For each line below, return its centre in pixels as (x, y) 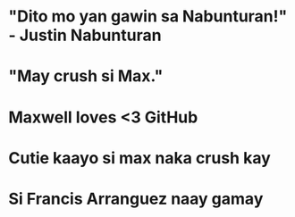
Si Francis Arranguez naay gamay (136, 199)
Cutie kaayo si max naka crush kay (140, 158)
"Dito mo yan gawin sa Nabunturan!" (148, 17)
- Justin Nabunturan (85, 35)
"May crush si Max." (86, 76)
